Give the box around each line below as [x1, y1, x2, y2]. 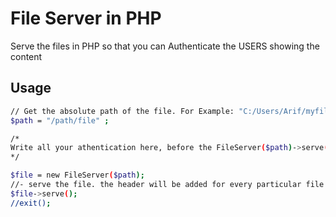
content [10, 50, 43, 62]
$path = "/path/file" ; [10, 115, 110, 126]
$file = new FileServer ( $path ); [10, 170, 145, 181]
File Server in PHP [10, 7, 162, 30]
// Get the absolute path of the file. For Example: [10, 106, 235, 116]
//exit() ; [10, 198, 52, 208]
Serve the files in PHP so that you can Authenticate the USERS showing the [10, 40, 320, 52]
